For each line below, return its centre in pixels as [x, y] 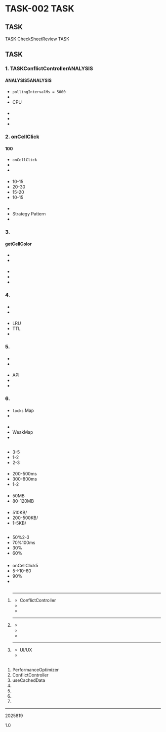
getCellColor [19, 244]
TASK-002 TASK [40, 9]
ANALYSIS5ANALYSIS [28, 80]
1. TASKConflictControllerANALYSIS [49, 68]
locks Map [23, 410]
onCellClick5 [25, 565]
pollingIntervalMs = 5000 [39, 92]
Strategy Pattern [29, 214]
